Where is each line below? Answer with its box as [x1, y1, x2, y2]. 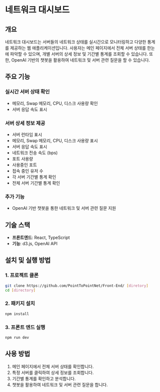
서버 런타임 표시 [12, 131, 42, 137]
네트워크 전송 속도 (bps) [12, 150, 58, 156]
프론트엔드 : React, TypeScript [12, 235, 70, 240]
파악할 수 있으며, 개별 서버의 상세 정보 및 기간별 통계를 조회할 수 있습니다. [10, 51, 148, 57]
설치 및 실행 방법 [5, 256, 51, 265]
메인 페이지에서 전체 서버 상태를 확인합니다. [12, 363, 94, 369]
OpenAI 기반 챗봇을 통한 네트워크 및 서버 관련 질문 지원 [12, 205, 116, 211]
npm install [5, 311, 29, 316]
